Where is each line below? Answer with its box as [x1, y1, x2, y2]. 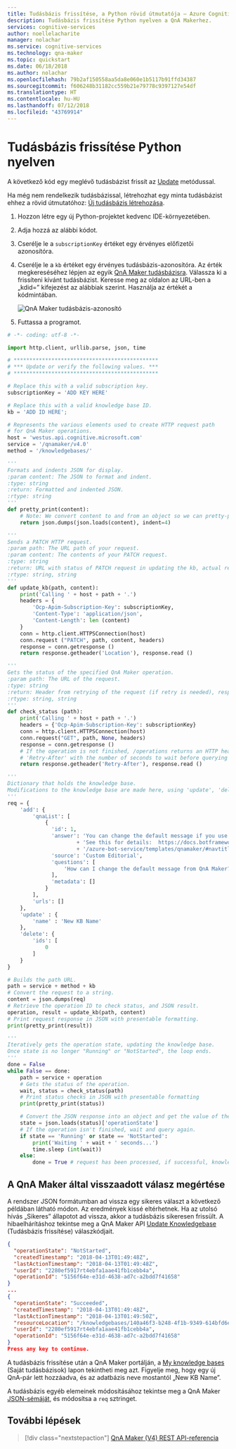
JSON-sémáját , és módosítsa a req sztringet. [7, 1394, 138, 1402]
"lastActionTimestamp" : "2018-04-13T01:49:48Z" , [13, 1260, 159, 1267]
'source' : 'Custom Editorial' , [51, 852, 143, 859]
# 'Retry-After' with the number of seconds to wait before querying [20, 754, 228, 761]
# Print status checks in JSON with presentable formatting [20, 1094, 199, 1101]
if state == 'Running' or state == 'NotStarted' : [20, 1133, 169, 1140]
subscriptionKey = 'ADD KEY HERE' [7, 389, 109, 396]
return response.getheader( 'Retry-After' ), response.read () [20, 760, 202, 768]
